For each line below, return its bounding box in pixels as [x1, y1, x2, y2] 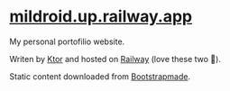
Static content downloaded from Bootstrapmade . [9, 70, 191, 82]
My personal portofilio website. [9, 36, 125, 47]
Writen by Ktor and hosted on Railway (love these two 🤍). [9, 53, 221, 64]
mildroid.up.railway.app [9, 6, 192, 27]
